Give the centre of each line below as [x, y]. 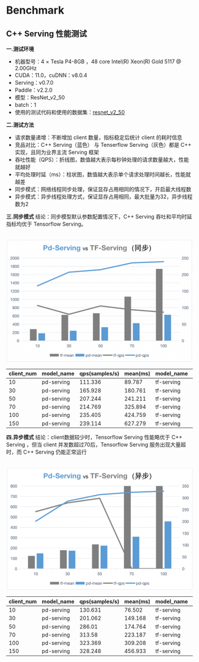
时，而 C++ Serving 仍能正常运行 [46, 452]
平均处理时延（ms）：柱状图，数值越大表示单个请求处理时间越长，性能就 [103, 174]
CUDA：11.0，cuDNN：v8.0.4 [51, 75]
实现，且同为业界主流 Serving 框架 [57, 152]
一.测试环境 [20, 49]
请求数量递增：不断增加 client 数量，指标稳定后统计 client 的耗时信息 [98, 137]
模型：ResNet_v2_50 [40, 97]
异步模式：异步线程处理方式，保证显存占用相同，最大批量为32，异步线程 [103, 197]
